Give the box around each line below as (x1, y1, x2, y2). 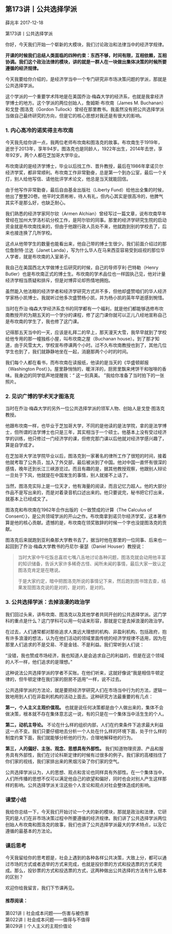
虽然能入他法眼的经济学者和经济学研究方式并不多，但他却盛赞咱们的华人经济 (5, 288, 167, 294)
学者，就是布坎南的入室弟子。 (9, 254, 73, 260)
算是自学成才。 (5, 442, 37, 448)
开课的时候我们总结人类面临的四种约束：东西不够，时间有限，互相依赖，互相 (5, 52, 167, 58)
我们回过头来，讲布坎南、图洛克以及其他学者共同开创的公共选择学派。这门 (5, 611, 162, 617)
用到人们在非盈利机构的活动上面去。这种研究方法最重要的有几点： (14, 693, 154, 699)
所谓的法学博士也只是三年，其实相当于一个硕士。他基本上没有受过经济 (18, 429, 167, 435)
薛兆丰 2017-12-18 (5, 20, 44, 26)
